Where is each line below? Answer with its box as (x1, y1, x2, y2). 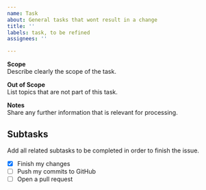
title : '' (7, 23, 36, 29)
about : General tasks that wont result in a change (7, 16, 157, 23)
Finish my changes (16, 159, 70, 167)
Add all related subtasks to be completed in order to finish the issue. (7, 146, 200, 154)
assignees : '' (7, 36, 48, 42)
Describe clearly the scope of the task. (7, 68, 116, 76)
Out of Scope (7, 81, 46, 89)
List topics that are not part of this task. (7, 88, 118, 96)
